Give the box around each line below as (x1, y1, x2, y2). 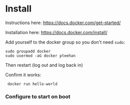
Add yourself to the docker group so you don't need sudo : (5, 39, 125, 45)
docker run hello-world (7, 81, 58, 86)
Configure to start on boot (5, 93, 71, 100)
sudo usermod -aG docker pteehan (5, 53, 76, 58)
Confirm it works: (5, 71, 41, 78)
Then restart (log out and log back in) (5, 62, 83, 68)
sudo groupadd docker (5, 49, 51, 54)
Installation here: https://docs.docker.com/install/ (5, 29, 108, 35)
